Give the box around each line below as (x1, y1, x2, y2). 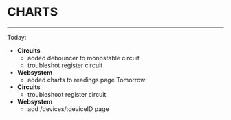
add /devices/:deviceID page (27, 104, 109, 113)
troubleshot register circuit (27, 61, 103, 69)
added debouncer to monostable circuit (27, 53, 140, 62)
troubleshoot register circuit (27, 90, 107, 98)
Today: (7, 33, 27, 41)
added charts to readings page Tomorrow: (27, 75, 148, 84)
